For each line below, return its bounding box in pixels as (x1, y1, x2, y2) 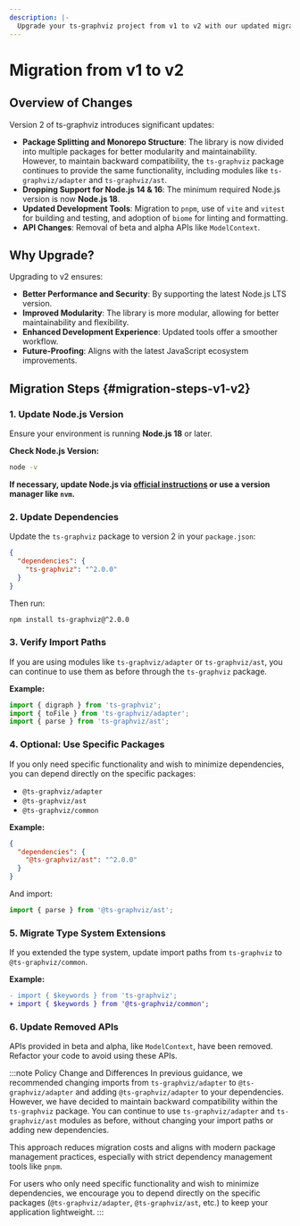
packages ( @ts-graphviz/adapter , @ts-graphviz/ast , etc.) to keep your (9, 1197, 269, 1208)
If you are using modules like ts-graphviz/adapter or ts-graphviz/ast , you (9, 656, 283, 667)
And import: (9, 888, 54, 899)
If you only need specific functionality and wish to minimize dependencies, (9, 759, 284, 769)
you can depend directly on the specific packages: (9, 768, 196, 778)
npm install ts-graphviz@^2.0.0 (9, 615, 129, 624)
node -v (9, 463, 38, 472)
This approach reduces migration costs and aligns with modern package (9, 1142, 276, 1153)
